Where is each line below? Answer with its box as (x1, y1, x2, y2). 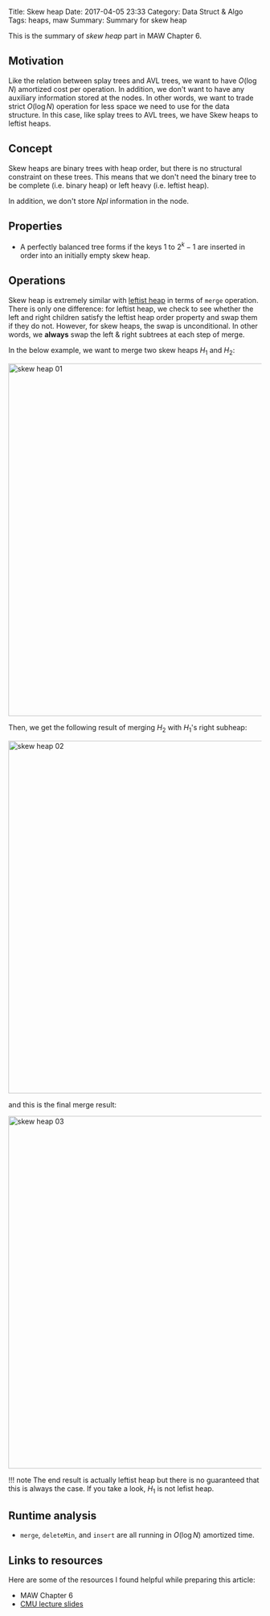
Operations (8, 274, 66, 288)
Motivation (8, 54, 64, 68)
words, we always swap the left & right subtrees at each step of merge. (8, 330, 245, 339)
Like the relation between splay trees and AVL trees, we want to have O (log (8, 76, 257, 85)
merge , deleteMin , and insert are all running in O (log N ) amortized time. (19, 1531, 255, 1540)
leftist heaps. (8, 118, 51, 128)
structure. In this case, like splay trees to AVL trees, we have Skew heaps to (8, 110, 259, 119)
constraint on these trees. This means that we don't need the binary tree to (8, 172, 257, 181)
